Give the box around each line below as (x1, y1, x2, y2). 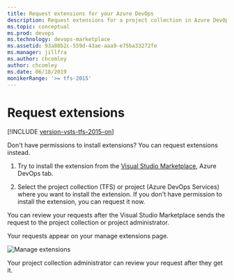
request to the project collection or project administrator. (7, 218, 169, 227)
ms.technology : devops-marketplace (7, 36, 111, 43)
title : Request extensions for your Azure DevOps (7, 10, 155, 17)
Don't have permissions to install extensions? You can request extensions (7, 141, 218, 149)
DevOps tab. (17, 170, 54, 178)
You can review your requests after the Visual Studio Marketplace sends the (7, 211, 225, 220)
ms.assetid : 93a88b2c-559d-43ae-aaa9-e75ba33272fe (7, 42, 157, 49)
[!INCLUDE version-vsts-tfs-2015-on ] (7, 128, 114, 136)
